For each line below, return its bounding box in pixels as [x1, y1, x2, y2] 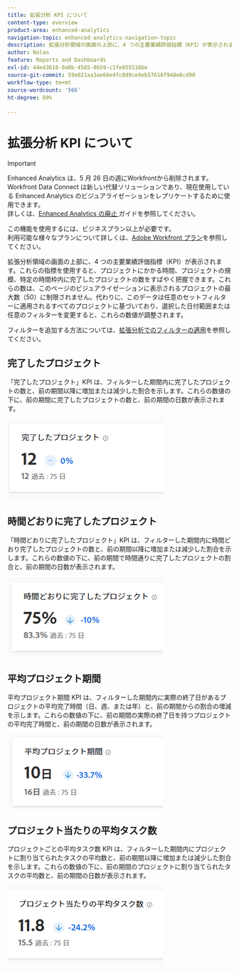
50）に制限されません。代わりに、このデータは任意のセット [26, 293, 202, 301]
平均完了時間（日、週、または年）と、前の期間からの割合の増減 [44, 702, 232, 710]
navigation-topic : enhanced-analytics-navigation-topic [7, 34, 176, 41]
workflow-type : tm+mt [7, 79, 72, 86]
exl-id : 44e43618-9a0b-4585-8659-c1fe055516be [7, 64, 148, 71]
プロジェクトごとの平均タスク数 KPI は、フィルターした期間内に [7, 844, 196, 853]
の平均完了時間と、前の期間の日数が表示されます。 [7, 719, 156, 728]
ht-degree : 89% [7, 94, 53, 101]
